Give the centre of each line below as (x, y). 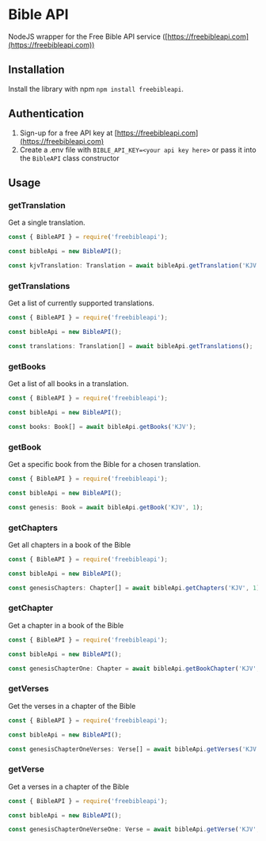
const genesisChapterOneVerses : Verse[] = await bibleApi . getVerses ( (125, 749)
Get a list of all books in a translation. (68, 384)
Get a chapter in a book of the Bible (66, 625)
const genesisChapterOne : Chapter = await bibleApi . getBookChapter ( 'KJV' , (134, 669)
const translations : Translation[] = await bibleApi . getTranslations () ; (131, 346)
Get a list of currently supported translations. (81, 303)
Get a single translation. (47, 222)
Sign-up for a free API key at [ (68, 133)
